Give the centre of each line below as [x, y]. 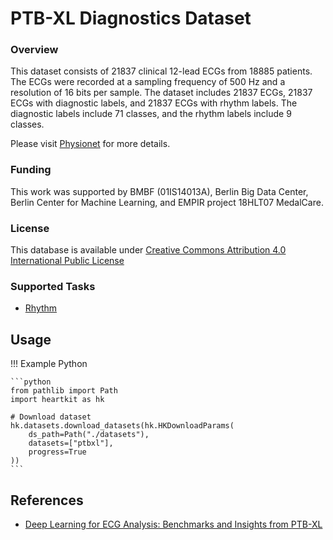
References [47, 500]
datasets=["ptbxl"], [71, 443]
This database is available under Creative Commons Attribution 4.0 [148, 250]
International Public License [67, 261]
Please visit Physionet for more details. [90, 144]
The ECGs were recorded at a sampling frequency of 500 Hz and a [148, 82]
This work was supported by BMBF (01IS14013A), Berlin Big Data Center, [159, 191]
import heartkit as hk [57, 400]
